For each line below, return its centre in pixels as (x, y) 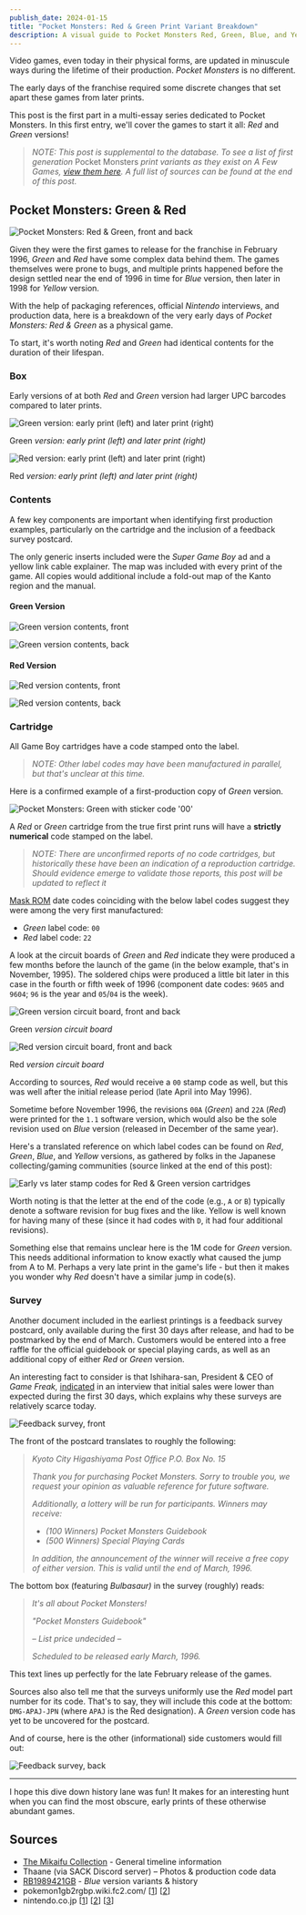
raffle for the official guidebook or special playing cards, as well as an (140, 1350)
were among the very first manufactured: (87, 911)
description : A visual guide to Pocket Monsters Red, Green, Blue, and (148, 35)
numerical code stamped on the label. (81, 836)
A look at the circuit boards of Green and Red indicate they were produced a (153, 955)
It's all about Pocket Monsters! (89, 1603)
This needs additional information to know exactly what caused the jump (146, 1258)
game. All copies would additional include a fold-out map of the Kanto (140, 576)
